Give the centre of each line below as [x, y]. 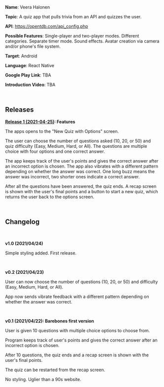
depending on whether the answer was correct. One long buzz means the [80, 171]
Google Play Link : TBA [28, 75]
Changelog [22, 222]
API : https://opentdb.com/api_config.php [47, 26]
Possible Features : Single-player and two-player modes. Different [72, 36]
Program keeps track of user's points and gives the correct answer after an [81, 340]
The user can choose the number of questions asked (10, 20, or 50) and [78, 141]
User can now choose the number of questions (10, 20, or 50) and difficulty [82, 282]
